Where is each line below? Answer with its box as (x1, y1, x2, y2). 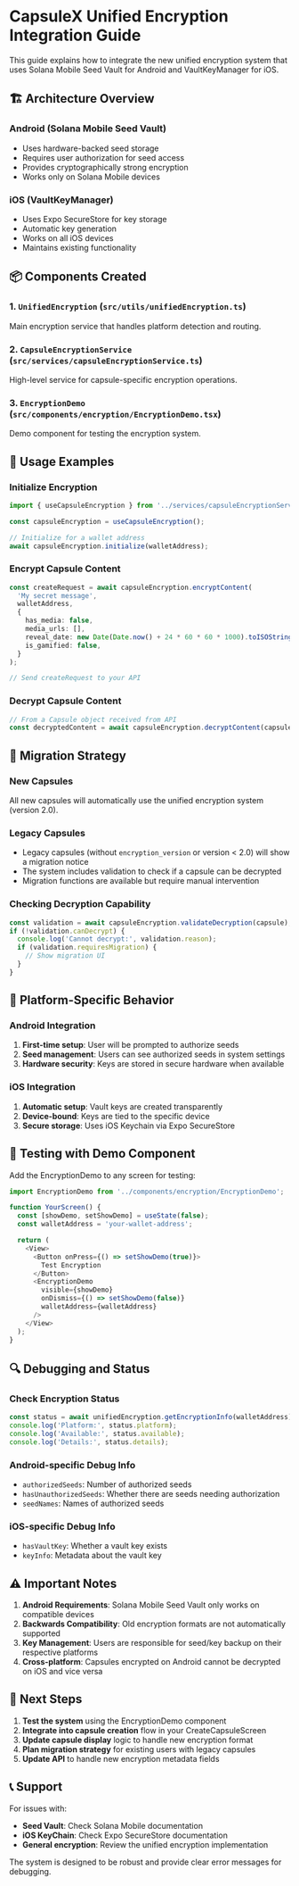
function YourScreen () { (9, 1203, 101, 1212)
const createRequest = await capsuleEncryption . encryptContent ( (9, 583, 253, 592)
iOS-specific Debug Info (9, 1520, 116, 1533)
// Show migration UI (25, 951, 105, 960)
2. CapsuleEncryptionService (9, 343, 133, 355)
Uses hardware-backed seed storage (21, 143, 159, 154)
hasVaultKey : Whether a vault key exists (21, 1541, 167, 1551)
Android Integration (9, 1019, 96, 1032)
